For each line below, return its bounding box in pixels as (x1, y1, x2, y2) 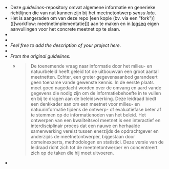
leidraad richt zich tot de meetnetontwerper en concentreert (30, 144, 158, 150)
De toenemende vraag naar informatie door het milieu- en (30, 63, 153, 69)
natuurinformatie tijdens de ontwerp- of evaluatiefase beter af (30, 107, 161, 112)
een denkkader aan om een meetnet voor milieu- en (30, 101, 140, 107)
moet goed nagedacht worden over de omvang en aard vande (30, 85, 162, 91)
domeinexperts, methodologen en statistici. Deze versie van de (30, 139, 164, 145)
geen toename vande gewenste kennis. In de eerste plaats (30, 79, 154, 85)
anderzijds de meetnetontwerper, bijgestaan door (30, 134, 135, 139)
